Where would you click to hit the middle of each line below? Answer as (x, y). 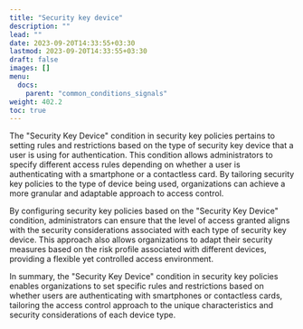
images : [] (30, 69)
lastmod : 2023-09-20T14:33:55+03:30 (78, 52)
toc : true (28, 110)
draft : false (34, 60)
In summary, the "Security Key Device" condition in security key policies (144, 277)
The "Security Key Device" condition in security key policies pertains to (142, 136)
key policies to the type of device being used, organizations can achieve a (147, 184)
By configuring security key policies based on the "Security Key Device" (144, 211)
